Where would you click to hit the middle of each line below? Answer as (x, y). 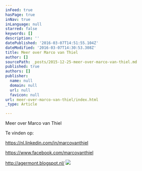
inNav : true (18, 19)
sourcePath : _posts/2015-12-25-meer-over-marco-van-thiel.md (71, 62)
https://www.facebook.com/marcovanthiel (49, 153)
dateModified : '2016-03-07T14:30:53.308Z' (51, 48)
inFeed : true (19, 10)
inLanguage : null (24, 24)
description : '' (22, 39)
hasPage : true (20, 15)
